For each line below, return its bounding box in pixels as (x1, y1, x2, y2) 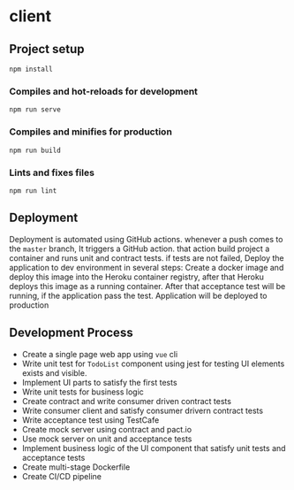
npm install (9, 65, 53, 73)
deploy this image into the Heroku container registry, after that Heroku (9, 272, 265, 282)
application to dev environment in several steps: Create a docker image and (9, 262, 284, 272)
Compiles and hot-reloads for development (9, 85, 199, 97)
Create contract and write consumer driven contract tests (21, 395, 232, 406)
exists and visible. (21, 367, 87, 378)
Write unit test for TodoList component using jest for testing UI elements (21, 358, 285, 369)
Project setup (9, 42, 86, 57)
